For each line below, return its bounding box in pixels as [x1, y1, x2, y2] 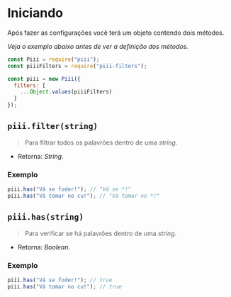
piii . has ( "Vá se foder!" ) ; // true [7, 276, 113, 284]
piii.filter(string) [7, 121, 98, 132]
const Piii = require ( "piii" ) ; [7, 55, 100, 63]
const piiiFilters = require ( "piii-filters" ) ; [7, 62, 147, 69]
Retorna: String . [17, 152, 64, 160]
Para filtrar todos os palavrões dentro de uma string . [24, 138, 178, 147]
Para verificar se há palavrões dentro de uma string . [24, 229, 177, 237]
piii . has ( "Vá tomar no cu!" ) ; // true [7, 283, 122, 290]
